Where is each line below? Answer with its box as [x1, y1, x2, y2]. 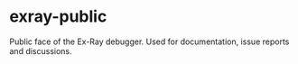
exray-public [9, 6, 107, 27]
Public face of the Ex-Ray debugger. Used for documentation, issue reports [9, 36, 290, 47]
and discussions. [9, 45, 72, 56]
